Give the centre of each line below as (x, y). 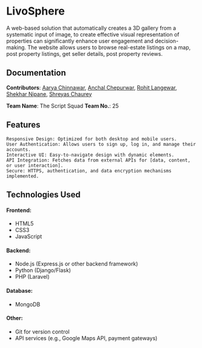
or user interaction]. (35, 165)
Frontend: (19, 210)
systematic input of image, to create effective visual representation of (93, 34)
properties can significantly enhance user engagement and (80, 41)
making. (16, 47)
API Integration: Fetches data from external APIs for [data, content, (98, 160)
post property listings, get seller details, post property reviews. (85, 53)
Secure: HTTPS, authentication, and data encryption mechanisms (89, 171)
